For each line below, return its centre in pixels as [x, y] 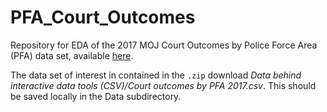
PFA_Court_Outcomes [103, 17]
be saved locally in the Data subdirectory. [96, 96]
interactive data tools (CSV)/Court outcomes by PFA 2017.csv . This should [163, 85]
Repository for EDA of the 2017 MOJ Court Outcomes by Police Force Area [164, 45]
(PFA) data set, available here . [72, 55]
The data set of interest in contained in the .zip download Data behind [156, 75]
